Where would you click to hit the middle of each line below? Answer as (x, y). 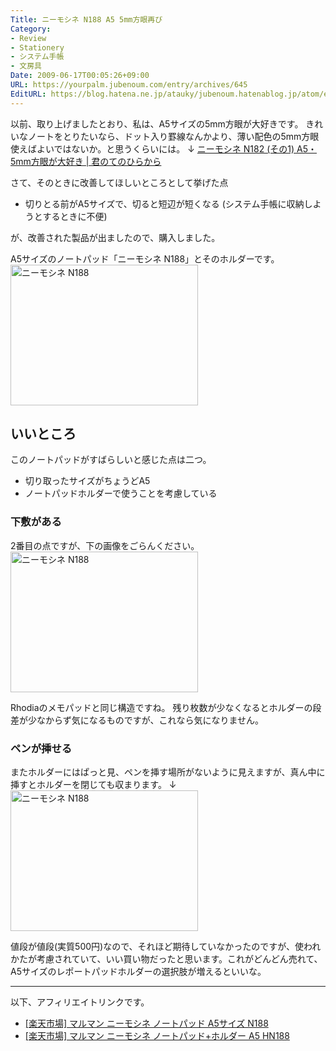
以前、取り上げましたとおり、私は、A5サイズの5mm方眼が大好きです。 (157, 123)
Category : (31, 29)
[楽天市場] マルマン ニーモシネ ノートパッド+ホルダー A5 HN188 (157, 1036)
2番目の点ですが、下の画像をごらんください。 (105, 545)
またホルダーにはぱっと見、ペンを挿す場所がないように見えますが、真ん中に (168, 772)
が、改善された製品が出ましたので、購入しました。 (115, 237)
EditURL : (28, 94)
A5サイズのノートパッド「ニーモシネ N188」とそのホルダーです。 (145, 258)
